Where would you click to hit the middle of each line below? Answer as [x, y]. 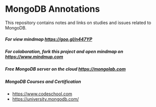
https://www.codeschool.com [42, 94]
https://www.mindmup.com [34, 56]
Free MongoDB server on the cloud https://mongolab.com [65, 69]
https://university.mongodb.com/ [45, 99]
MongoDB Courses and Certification [43, 81]
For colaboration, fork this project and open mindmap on [64, 51]
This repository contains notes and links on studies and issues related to [78, 23]
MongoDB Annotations [52, 9]
